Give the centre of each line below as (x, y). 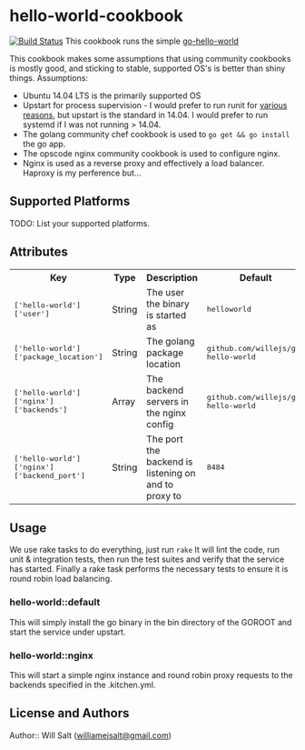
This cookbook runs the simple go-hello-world (152, 41)
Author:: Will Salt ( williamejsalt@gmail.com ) (91, 735)
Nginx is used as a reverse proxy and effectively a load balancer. (143, 163)
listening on (171, 473)
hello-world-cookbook (96, 16)
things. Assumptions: (49, 77)
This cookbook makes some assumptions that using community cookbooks (150, 58)
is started (167, 315)
